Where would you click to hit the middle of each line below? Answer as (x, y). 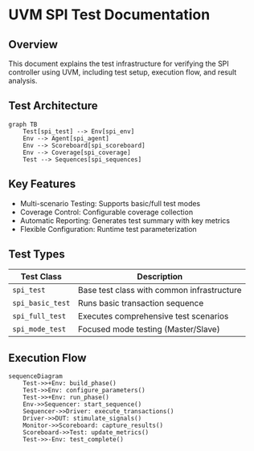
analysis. (23, 81)
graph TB (23, 124)
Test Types (37, 254)
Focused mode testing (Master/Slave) (149, 329)
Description (160, 277)
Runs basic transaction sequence (141, 303)
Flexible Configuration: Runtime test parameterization (108, 229)
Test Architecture (53, 106)
